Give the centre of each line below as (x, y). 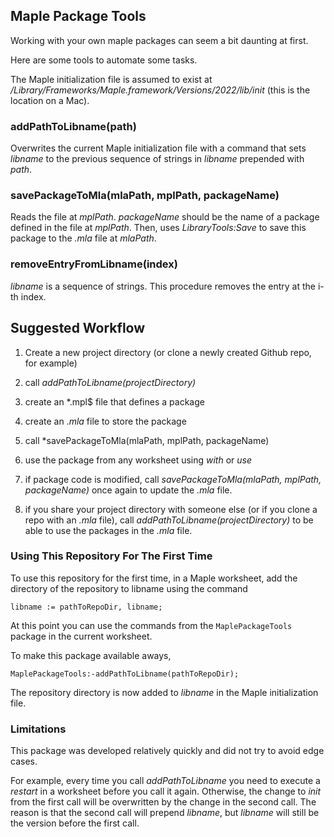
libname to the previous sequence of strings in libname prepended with (157, 159)
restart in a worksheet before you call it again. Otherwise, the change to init (166, 791)
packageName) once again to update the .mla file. (128, 490)
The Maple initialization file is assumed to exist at (111, 79)
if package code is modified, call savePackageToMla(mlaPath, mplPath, (173, 479)
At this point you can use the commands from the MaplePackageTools (151, 625)
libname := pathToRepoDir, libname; (86, 607)
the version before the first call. (75, 823)
